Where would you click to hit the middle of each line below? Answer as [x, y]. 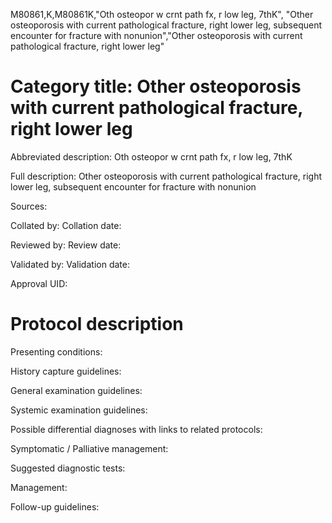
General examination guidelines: [76, 390]
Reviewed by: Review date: [66, 245]
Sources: [29, 206]
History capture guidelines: [66, 371]
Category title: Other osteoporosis [156, 86]
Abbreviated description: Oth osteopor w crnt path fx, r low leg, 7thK [151, 156]
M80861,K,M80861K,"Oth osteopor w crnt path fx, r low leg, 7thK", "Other [162, 14]
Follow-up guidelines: [55, 506]
